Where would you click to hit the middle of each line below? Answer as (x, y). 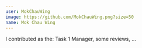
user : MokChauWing (28, 11)
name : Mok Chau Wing (31, 22)
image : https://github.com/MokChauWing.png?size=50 (70, 17)
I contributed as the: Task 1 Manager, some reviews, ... (71, 39)
